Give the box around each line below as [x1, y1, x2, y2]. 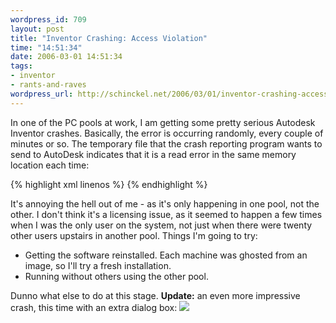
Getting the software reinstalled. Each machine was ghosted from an [24, 249, 308, 261]
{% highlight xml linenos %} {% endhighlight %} [10, 178, 208, 190]
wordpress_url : [10, 89, 74, 99]
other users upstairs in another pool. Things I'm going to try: [10, 229, 258, 241]
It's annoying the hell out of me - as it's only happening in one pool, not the [10, 197, 320, 210]
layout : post [10, 24, 65, 34]
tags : [10, 61, 33, 71]
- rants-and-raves [10, 80, 87, 90]
